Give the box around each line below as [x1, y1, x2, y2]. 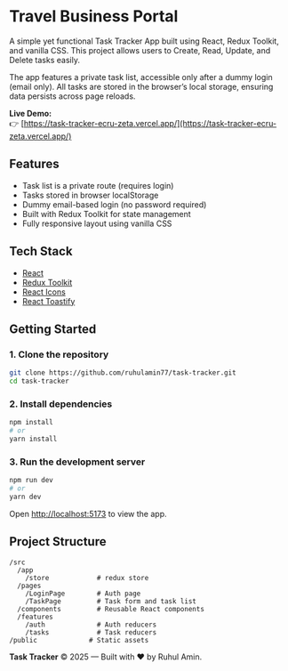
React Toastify [21, 295, 76, 306]
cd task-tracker [9, 376, 69, 386]
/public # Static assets [9, 635, 149, 644]
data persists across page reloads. [9, 91, 136, 101]
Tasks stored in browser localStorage [21, 190, 159, 200]
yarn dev [9, 492, 42, 501]
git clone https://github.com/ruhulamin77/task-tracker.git [9, 368, 237, 377]
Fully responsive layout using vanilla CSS [21, 218, 172, 229]
